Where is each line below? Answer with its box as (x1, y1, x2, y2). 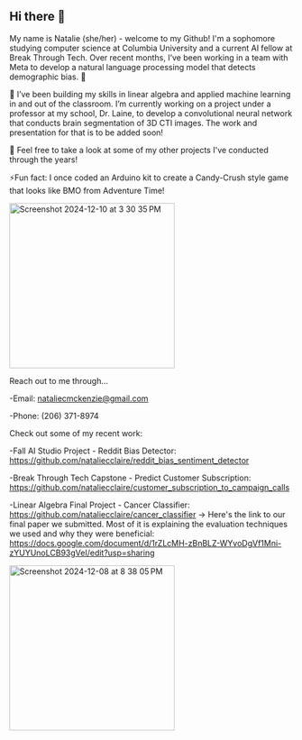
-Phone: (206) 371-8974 (9, 410, 99, 421)
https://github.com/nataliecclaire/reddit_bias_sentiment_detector (9, 454, 250, 465)
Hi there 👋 (9, 9, 66, 24)
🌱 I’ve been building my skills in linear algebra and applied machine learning (9, 88, 291, 99)
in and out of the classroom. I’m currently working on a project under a (9, 98, 272, 109)
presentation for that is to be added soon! (9, 127, 164, 138)
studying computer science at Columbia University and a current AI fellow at (9, 42, 293, 53)
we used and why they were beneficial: (9, 528, 155, 539)
